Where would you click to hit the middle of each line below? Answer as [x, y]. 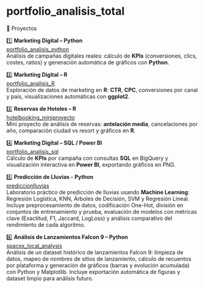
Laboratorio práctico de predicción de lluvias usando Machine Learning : [98, 192]
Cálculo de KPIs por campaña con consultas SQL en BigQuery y [87, 158]
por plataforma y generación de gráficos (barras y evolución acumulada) [98, 265]
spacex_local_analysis [34, 246]
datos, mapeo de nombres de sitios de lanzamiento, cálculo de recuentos [99, 259]
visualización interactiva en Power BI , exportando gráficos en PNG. [91, 164]
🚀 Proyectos [22, 28]
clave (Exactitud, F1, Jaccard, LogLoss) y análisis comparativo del [89, 218]
